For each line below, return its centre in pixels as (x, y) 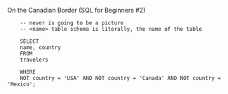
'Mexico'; (22, 84)
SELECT (29, 41)
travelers (34, 60)
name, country (40, 48)
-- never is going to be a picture (72, 23)
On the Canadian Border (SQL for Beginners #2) (76, 10)
